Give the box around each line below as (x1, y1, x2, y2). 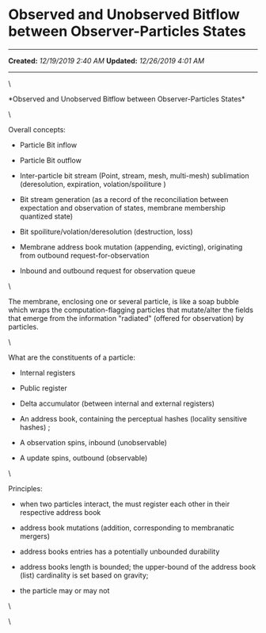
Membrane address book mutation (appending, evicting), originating (19, 242, 243, 251)
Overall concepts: (8, 124, 66, 134)
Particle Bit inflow (19, 140, 78, 150)
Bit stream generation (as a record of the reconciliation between (19, 194, 229, 204)
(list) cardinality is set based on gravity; (19, 570, 149, 580)
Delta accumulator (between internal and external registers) (19, 398, 215, 408)
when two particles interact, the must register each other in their (19, 499, 230, 509)
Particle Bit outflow (19, 155, 82, 165)
